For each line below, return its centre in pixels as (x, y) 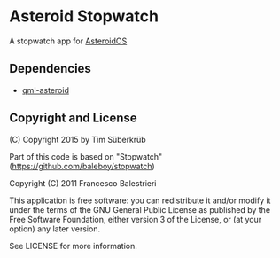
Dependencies (50, 69)
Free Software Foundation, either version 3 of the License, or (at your (136, 219)
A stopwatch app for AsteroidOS (68, 41)
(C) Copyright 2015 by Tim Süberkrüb (78, 139)
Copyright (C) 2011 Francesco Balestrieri (83, 183)
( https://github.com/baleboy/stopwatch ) (82, 166)
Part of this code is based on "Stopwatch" (86, 156)
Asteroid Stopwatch (84, 16)
